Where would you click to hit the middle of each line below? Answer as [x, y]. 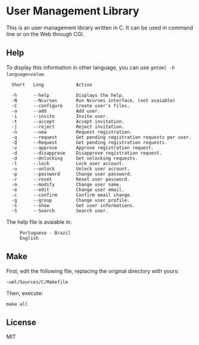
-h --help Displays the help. [68, 95]
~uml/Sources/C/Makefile [37, 282]
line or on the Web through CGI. [45, 34]
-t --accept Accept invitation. [68, 121]
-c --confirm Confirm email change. [72, 195]
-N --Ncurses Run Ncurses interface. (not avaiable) [94, 100]
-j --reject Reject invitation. [68, 127]
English [29, 238]
